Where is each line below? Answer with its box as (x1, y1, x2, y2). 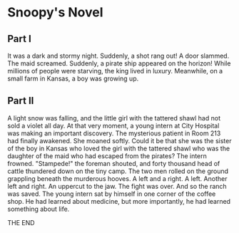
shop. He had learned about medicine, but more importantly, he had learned (7, 197, 230, 205)
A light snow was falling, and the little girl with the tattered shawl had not (7, 113, 221, 122)
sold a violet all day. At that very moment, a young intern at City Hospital (7, 121, 220, 130)
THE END (7, 218, 35, 227)
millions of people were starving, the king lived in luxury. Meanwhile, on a (7, 67, 223, 75)
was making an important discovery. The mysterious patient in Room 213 (7, 129, 221, 138)
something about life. (7, 204, 70, 213)
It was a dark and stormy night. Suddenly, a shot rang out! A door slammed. (7, 51, 230, 60)
